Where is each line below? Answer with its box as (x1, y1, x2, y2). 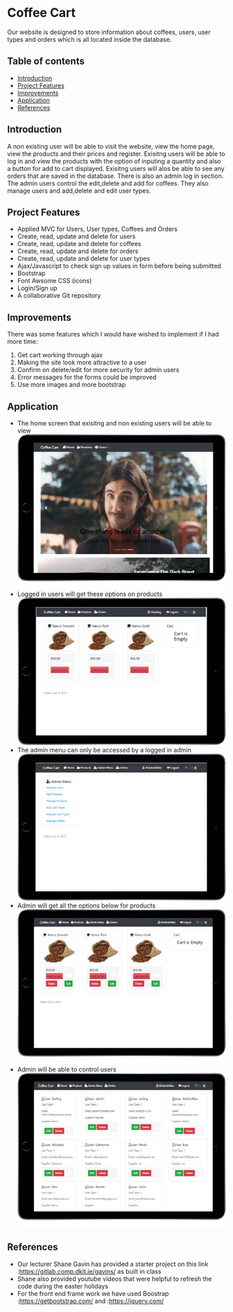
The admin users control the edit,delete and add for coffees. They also (7, 179, 209, 187)
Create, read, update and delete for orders (17, 247, 139, 255)
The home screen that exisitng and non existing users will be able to (17, 419, 212, 427)
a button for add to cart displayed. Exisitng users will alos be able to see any (7, 164, 225, 172)
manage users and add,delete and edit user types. (7, 186, 151, 195)
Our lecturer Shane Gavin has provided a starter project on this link (17, 1260, 209, 1268)
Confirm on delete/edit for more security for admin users (17, 366, 180, 374)
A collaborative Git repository (17, 291, 101, 300)
